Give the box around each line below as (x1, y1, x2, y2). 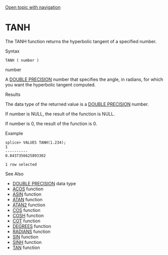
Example (5, 130, 24, 136)
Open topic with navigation (5, 5, 61, 10)
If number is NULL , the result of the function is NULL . (5, 110, 115, 117)
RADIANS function (12, 228, 51, 234)
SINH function (12, 239, 42, 245)
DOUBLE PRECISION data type (12, 180, 76, 186)
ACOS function (12, 186, 44, 192)
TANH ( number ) (5, 58, 39, 63)
